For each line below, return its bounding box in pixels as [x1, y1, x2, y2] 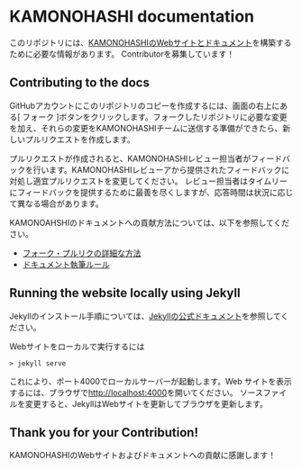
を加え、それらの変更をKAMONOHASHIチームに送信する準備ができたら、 [9, 122, 283, 133]
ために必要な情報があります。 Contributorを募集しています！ [9, 48, 235, 59]
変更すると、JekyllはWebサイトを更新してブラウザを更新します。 [24, 398, 268, 409]
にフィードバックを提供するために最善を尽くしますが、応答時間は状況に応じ [9, 186, 294, 197]
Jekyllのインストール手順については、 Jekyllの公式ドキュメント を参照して [9, 311, 281, 321]
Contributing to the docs [9, 75, 151, 91]
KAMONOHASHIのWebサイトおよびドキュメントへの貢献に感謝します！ [9, 450, 277, 461]
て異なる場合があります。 [9, 198, 104, 209]
